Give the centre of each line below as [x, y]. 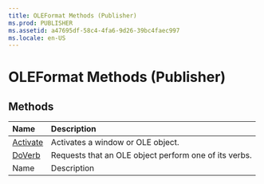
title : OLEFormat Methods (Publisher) [73, 16]
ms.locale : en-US [37, 38]
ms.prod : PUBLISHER [41, 23]
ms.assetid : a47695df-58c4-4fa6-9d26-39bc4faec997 [94, 30]
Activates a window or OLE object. [115, 143]
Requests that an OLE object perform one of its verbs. [152, 155]
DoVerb [26, 155]
